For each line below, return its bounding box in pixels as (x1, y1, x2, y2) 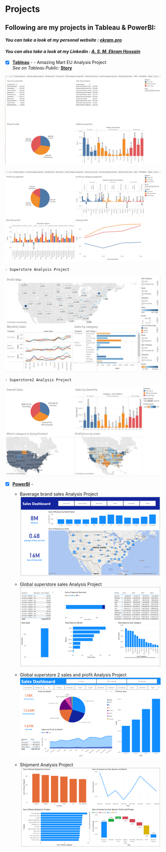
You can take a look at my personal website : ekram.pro (5, 37, 122, 43)
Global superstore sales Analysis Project (19, 582, 102, 588)
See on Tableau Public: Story (12, 65, 73, 71)
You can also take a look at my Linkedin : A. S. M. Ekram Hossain (5, 48, 141, 54)
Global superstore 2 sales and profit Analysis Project (19, 672, 127, 678)
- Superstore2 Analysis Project (5, 377, 72, 383)
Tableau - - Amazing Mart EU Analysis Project (12, 60, 107, 66)
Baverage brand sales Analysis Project (19, 491, 98, 497)
